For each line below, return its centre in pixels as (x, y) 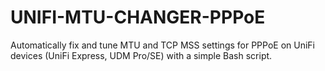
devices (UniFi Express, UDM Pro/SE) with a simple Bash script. (141, 55)
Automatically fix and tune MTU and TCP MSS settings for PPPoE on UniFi (162, 45)
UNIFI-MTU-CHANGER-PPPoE (138, 17)
